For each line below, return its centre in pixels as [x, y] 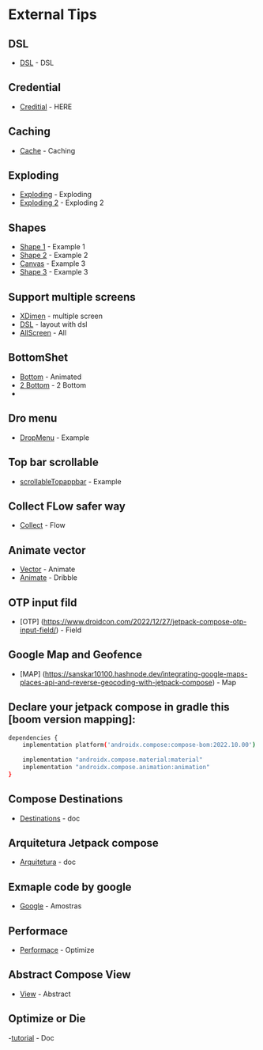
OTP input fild [43, 603]
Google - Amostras [51, 906]
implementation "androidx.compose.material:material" [113, 760]
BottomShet [38, 358]
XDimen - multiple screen [61, 316]
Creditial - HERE [46, 106]
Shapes [27, 227]
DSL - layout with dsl [53, 324]
